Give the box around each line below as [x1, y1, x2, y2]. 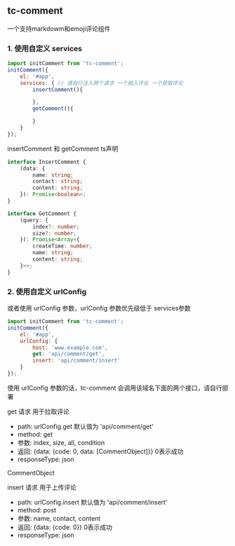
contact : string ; [32, 178, 83, 185]
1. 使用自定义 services [7, 43, 83, 53]
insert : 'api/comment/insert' [32, 357, 121, 364]
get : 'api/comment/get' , [32, 350, 105, 357]
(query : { [20, 217, 49, 224]
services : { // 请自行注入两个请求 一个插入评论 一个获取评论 [20, 79, 184, 86]
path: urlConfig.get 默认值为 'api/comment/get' [17, 422, 154, 430]
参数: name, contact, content [17, 514, 101, 522]
